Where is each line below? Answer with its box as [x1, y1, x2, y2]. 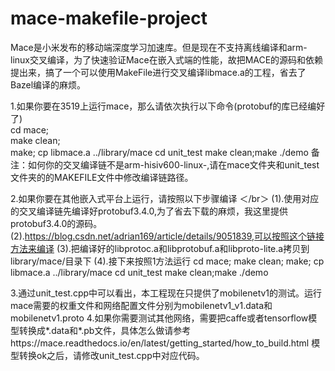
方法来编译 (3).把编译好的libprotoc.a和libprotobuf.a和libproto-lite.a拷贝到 [10, 242, 310, 254]
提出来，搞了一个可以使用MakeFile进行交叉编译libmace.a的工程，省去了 [10, 66, 307, 78]
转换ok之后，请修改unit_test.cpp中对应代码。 [18, 349, 205, 361]
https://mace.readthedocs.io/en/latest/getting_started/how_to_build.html [10, 337, 310, 349]
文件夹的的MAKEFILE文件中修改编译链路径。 [10, 171, 194, 183]
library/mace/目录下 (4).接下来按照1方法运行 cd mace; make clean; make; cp [10, 255, 325, 267]
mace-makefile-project [10, 7, 208, 30]
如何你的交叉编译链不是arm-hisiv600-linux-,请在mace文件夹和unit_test [27, 158, 320, 171]
